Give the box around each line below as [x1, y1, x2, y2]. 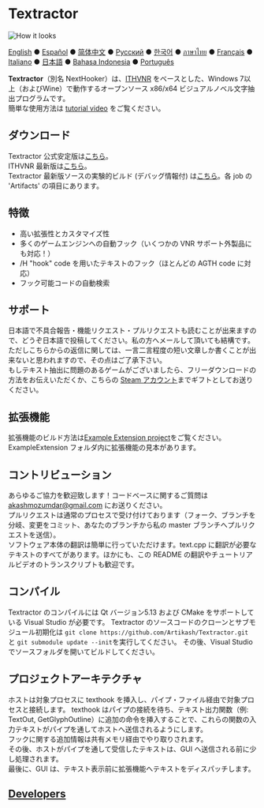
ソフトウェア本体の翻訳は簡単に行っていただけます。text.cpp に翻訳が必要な [8, 540, 257, 549]
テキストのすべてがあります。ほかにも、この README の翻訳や [8, 550, 212, 559]
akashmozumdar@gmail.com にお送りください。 [8, 501, 167, 509]
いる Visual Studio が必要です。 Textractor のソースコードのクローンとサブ [8, 617, 250, 626]
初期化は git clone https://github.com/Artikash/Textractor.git [35, 627, 249, 637]
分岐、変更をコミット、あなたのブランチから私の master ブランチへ [8, 521, 228, 529]
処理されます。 [14, 754, 63, 763]
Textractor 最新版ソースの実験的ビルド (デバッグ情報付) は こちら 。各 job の [8, 171, 253, 180]
